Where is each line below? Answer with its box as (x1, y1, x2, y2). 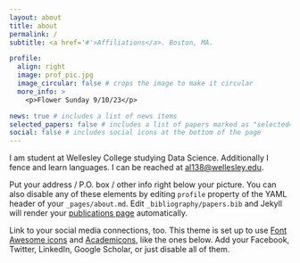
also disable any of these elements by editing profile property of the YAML (9, 189, 287, 200)
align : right (17, 62, 66, 71)
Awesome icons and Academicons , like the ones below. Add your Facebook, (9, 234, 290, 245)
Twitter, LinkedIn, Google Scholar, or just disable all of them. (9, 244, 230, 255)
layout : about (9, 12, 62, 22)
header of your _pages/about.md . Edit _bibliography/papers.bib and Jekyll (9, 198, 283, 210)
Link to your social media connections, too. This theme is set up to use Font (9, 225, 287, 236)
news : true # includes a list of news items (9, 111, 178, 120)
